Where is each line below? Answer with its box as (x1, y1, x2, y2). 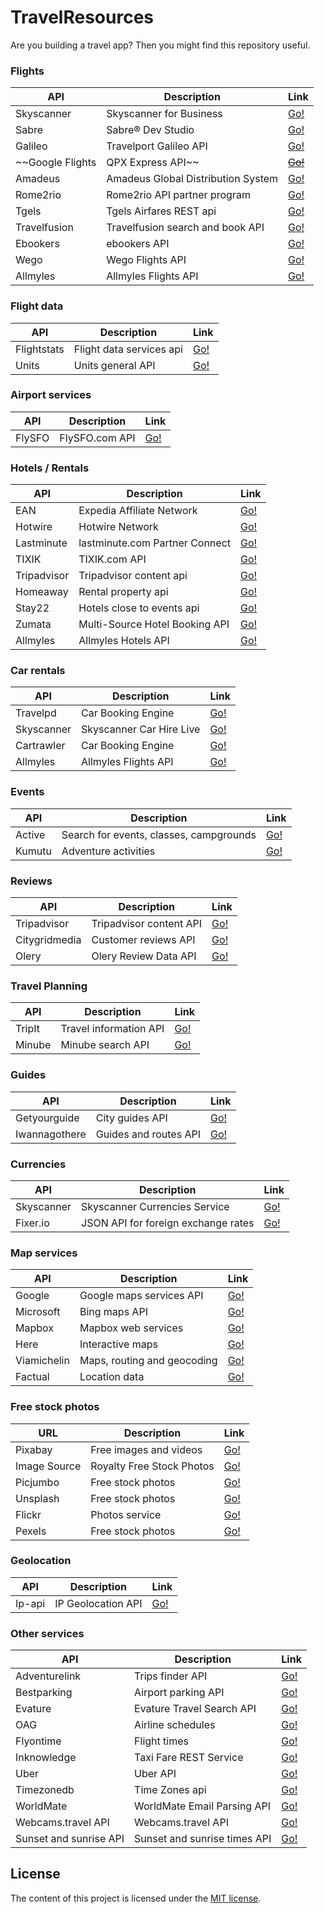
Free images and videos (90, 1442, 203, 1456)
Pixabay (15, 1442, 53, 1456)
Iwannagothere (15, 1127, 87, 1141)
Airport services (10, 388, 92, 402)
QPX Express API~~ (106, 156, 200, 170)
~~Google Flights (15, 156, 97, 170)
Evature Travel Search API (134, 1702, 257, 1716)
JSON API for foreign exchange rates (81, 1216, 255, 1230)
